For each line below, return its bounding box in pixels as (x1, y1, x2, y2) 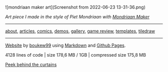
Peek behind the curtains (5, 62, 57, 68)
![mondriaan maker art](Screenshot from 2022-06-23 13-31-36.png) (5, 4, 146, 10)
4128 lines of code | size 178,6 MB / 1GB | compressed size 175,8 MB (5, 52, 146, 58)
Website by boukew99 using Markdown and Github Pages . (5, 42, 126, 48)
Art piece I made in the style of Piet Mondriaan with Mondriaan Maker (5, 14, 150, 19)
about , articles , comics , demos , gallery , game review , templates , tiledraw (5, 28, 155, 34)
